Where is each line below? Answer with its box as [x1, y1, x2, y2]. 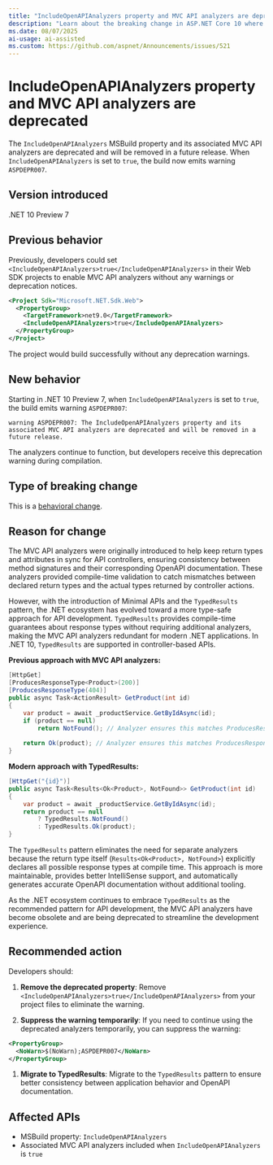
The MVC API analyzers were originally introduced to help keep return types [8, 546, 263, 556]
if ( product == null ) [23, 717, 96, 725]
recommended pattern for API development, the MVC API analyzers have [8, 904, 253, 914]
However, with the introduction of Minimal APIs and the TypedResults [8, 596, 238, 606]
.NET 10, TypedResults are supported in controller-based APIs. [8, 639, 216, 649]
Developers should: [8, 966, 74, 976]
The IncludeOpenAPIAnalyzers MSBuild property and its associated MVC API [8, 139, 262, 149]
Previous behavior [8, 233, 103, 247]
